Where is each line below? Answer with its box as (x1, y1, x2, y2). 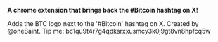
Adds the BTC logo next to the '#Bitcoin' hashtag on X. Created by (7, 20, 199, 27)
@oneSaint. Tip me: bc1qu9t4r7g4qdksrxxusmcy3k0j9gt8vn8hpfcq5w (7, 27, 211, 35)
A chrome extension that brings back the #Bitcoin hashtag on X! (7, 6, 198, 14)
